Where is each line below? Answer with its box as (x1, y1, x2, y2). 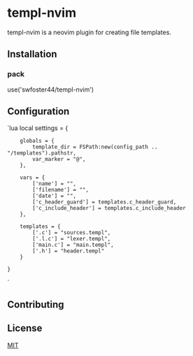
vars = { (20, 174, 45, 181)
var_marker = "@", (32, 156, 86, 163)
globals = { (20, 138, 55, 145)
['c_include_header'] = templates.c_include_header (32, 205, 187, 212)
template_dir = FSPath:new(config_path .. (32, 143, 158, 151)
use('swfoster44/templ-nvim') (7, 85, 94, 94)
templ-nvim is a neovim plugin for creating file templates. (7, 28, 171, 36)
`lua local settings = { (7, 124, 69, 132)
